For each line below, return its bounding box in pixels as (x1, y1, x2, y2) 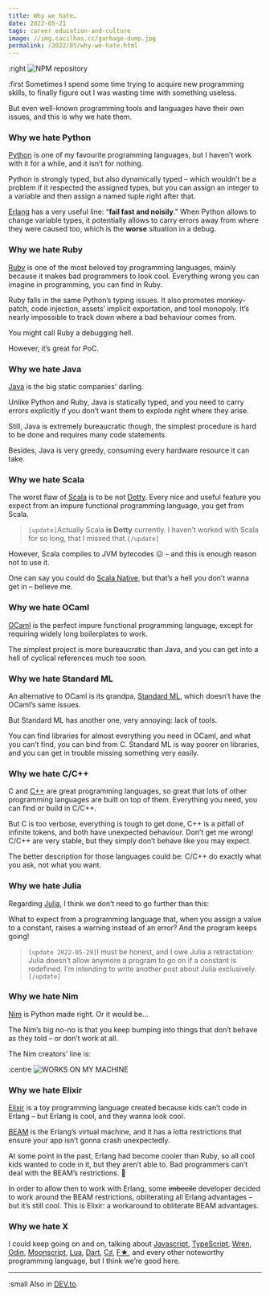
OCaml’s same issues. (8, 699, 81, 709)
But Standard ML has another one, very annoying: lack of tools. (8, 715, 218, 724)
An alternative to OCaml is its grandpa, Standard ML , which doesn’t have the (8, 691, 261, 700)
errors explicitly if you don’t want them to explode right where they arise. (8, 406, 249, 416)
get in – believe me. (8, 582, 73, 592)
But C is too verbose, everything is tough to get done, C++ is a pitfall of (8, 819, 244, 829)
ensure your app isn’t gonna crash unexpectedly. (8, 1135, 170, 1146)
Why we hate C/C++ (8, 768, 89, 779)
